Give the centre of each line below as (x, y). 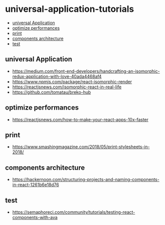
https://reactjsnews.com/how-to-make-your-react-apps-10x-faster (80, 119)
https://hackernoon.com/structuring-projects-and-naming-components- (86, 180)
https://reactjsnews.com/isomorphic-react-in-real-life (67, 87)
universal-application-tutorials (70, 9)
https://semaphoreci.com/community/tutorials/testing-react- (74, 212)
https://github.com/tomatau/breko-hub (51, 92)
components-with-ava (35, 217)
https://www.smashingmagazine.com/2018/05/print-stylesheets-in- (81, 147)
